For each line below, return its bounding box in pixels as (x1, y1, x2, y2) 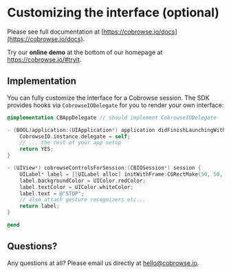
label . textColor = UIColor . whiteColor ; (19, 183, 134, 190)
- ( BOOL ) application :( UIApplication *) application (7, 126, 155, 133)
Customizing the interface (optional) (7, 5, 220, 21)
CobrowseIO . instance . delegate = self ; (19, 133, 131, 140)
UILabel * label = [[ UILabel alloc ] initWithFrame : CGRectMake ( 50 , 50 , (19, 170, 223, 178)
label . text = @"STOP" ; (19, 190, 85, 197)
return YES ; (19, 146, 54, 152)
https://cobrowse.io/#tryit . (7, 55, 82, 63)
